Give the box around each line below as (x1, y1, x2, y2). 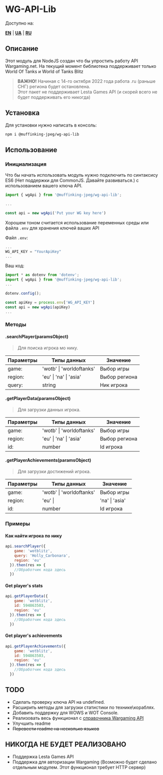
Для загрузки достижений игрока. (17, 468, 91, 475)
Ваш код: (5, 263, 24, 269)
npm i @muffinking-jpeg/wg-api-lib (5, 132, 79, 137)
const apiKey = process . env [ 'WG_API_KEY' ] (5, 300, 95, 305)
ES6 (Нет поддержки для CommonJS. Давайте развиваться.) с (5, 177, 139, 184)
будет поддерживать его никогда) (17, 94, 91, 100)
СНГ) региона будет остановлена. (17, 83, 90, 89)
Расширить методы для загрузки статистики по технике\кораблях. (12, 704, 155, 710)
